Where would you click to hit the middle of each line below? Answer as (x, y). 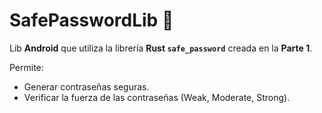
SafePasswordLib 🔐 (91, 20)
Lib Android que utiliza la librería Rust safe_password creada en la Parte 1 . (161, 48)
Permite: (26, 67)
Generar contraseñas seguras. (86, 86)
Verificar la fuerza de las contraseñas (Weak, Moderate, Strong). (157, 97)
